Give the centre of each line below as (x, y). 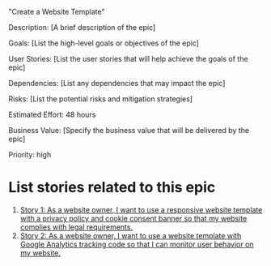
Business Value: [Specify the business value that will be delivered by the (129, 130)
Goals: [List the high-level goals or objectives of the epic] (104, 43)
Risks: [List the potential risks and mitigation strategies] (100, 99)
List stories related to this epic (112, 188)
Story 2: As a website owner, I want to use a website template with (131, 235)
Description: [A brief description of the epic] (82, 27)
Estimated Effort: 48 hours (52, 114)
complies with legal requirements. (76, 227)
